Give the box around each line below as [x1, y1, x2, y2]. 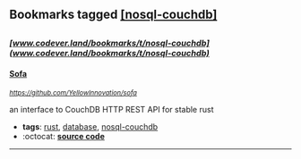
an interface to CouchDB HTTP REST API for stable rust [9, 104, 214, 114]
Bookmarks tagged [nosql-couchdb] [9, 7, 218, 22]
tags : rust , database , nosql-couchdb [21, 121, 159, 132]
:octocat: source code [21, 130, 105, 141]
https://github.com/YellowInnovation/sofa [9, 88, 137, 97]
